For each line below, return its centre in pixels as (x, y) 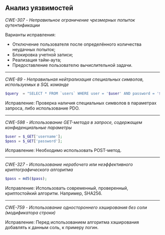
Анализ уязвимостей (39, 8)
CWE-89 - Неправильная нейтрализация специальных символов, (74, 79)
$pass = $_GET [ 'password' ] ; (34, 141)
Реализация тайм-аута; (37, 60)
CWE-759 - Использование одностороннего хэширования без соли (76, 207)
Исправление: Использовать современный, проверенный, (67, 188)
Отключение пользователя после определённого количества (77, 44)
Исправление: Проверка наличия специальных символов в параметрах (81, 103)
